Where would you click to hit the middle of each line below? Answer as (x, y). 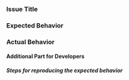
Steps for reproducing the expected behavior (64, 70)
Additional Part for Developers (46, 56)
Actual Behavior (30, 42)
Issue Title (22, 9)
